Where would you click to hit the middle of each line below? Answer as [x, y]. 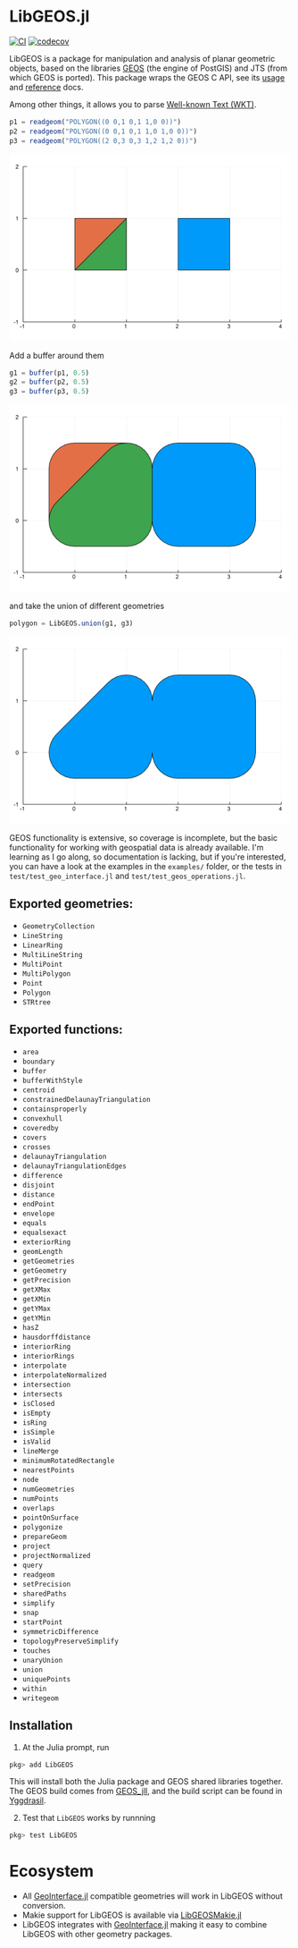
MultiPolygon [46, 974]
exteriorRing [46, 1242]
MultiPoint [42, 964]
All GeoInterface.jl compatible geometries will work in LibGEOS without [152, 1896]
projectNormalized [56, 1555]
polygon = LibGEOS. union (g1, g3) [71, 623]
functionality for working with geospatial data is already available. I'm [137, 848]
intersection [46, 1385]
